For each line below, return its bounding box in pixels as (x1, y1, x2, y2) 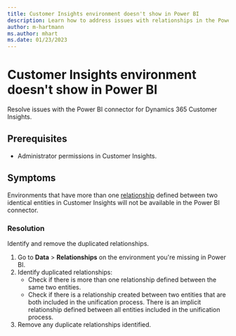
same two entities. (27, 282, 81, 291)
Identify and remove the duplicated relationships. (7, 239, 150, 247)
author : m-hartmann (7, 23, 65, 30)
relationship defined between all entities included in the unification (27, 305, 221, 313)
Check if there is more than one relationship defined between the (27, 275, 216, 284)
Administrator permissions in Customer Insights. (17, 151, 157, 160)
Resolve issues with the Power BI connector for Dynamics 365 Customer (7, 105, 218, 113)
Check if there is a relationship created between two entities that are (27, 290, 226, 299)
